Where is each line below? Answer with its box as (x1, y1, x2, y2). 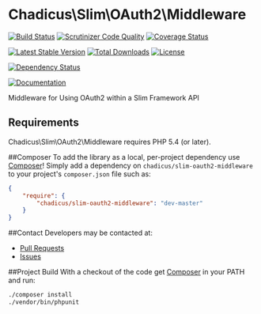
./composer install (8, 291, 73, 299)
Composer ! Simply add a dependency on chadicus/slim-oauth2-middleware (8, 161, 253, 170)
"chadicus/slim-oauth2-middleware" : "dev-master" (36, 199, 203, 207)
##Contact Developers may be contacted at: (8, 228, 153, 238)
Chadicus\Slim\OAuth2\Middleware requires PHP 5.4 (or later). (8, 137, 211, 146)
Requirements (8, 116, 79, 130)
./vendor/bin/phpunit (8, 298, 80, 306)
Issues (19, 252, 42, 262)
